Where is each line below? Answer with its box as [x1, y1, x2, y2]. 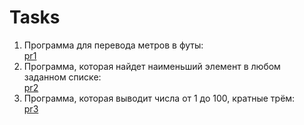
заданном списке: [23, 71, 102, 83]
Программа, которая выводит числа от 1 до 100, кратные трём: [23, 92, 296, 104]
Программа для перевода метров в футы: [23, 39, 204, 51]
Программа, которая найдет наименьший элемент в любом [23, 60, 281, 72]
